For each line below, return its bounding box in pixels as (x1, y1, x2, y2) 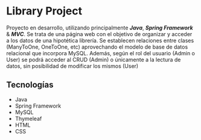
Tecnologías (6, 80, 54, 90)
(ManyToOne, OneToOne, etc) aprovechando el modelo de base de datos (6, 43, 188, 50)
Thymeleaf (14, 115, 42, 122)
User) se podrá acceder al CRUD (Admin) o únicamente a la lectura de (6, 56, 181, 63)
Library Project (6, 4, 83, 18)
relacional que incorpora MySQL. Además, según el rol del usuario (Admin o (6, 49, 195, 56)
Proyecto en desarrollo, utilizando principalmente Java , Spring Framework (6, 24, 193, 31)
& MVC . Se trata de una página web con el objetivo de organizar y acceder (6, 30, 193, 37)
